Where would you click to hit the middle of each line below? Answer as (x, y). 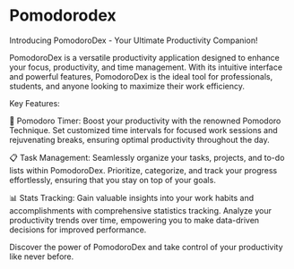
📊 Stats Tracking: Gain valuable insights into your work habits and (131, 198)
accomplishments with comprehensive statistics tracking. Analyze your (140, 210)
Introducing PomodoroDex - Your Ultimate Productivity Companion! (134, 40)
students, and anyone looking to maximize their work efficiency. (127, 86)
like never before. (42, 256)
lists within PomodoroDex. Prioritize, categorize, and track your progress (143, 170)
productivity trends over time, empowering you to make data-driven (134, 220)
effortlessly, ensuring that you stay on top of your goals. (113, 180)
